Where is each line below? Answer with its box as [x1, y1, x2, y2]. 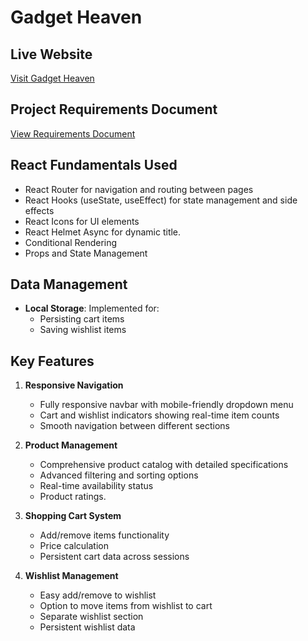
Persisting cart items [39, 313, 125, 325]
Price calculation [39, 540, 109, 552]
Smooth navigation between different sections [39, 420, 230, 432]
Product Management [24, 439, 118, 451]
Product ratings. [39, 491, 107, 503]
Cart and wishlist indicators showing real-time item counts [39, 409, 280, 421]
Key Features [10, 352, 95, 370]
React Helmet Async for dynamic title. [24, 226, 182, 238]
